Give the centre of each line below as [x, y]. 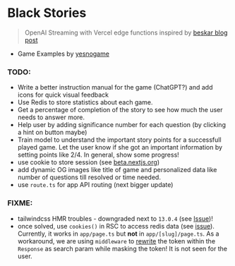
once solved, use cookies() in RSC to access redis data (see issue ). [116, 226]
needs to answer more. [51, 117]
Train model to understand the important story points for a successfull [119, 140]
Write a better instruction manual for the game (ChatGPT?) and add [115, 87]
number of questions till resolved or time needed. [89, 177]
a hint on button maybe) [52, 133]
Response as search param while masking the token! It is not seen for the [122, 248]
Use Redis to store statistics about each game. [85, 102]
